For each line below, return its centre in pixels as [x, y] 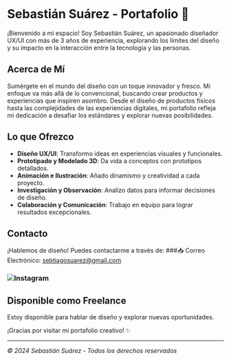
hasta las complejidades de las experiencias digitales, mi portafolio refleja [112, 108]
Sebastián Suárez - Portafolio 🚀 [98, 14]
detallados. [33, 168]
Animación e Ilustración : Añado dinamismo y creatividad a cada [109, 176]
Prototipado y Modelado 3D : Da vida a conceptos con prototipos [109, 160]
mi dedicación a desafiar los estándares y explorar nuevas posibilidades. [110, 115]
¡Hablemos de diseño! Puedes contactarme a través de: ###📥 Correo [106, 251]
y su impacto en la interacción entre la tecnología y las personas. [99, 47]
